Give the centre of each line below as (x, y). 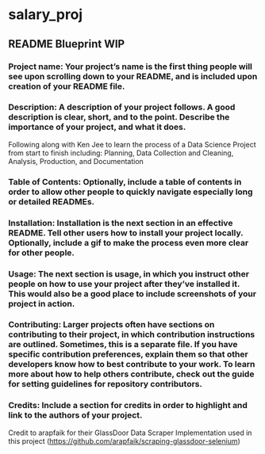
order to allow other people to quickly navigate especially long (131, 192)
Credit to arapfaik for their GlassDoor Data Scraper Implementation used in (130, 433)
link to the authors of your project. (75, 415)
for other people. (42, 253)
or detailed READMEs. (52, 201)
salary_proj (46, 15)
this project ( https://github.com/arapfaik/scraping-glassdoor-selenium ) (124, 441)
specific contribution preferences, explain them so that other (128, 354)
